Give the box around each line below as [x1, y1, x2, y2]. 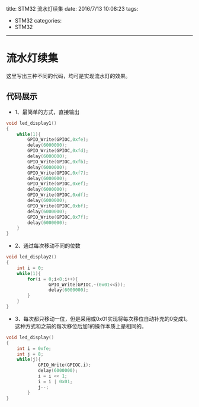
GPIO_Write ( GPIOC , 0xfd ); [27, 148, 89, 154]
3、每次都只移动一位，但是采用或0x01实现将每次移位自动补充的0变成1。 [14, 315, 191, 322]
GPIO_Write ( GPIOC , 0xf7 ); [27, 170, 89, 176]
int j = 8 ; [17, 351, 44, 357]
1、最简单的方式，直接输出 [14, 108, 80, 115]
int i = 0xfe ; [17, 345, 52, 352]
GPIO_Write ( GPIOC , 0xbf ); [27, 203, 89, 209]
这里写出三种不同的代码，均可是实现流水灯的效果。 [6, 72, 131, 79]
